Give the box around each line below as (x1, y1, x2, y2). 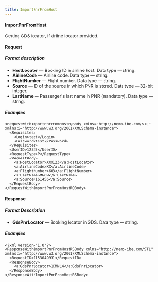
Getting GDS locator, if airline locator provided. (5, 33, 99, 39)
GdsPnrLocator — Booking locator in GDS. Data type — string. (12, 219, 138, 225)
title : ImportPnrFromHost (5, 7, 57, 12)
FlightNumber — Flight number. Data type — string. (12, 78, 116, 84)
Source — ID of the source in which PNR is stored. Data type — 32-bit (12, 83, 153, 89)
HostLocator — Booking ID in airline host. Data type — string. (12, 68, 136, 73)
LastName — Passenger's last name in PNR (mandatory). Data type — (12, 93, 153, 99)
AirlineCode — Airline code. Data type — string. (12, 72, 109, 78)
